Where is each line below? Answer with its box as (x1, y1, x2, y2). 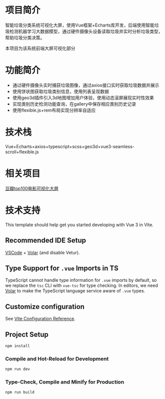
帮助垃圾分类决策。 (5, 35, 45, 41)
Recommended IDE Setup (5, 236, 86, 245)
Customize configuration (5, 302, 85, 311)
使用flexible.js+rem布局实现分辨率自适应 (12, 107, 96, 113)
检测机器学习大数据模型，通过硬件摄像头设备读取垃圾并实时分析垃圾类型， (9, 28, 163, 34)
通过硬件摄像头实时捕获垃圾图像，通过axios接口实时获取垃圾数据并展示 (12, 82, 159, 88)
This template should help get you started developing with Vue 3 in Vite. (5, 221, 154, 228)
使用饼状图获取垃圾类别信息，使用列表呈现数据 (12, 88, 109, 94)
